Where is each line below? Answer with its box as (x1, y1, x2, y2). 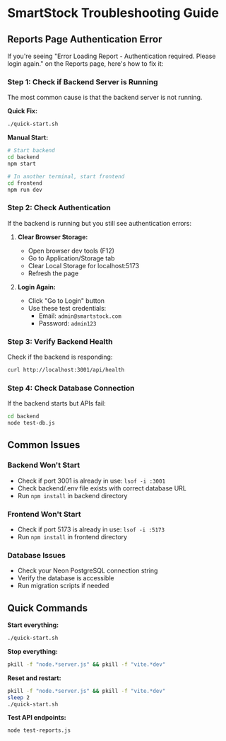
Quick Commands (7, 602, 88, 614)
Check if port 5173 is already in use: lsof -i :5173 (17, 525, 165, 534)
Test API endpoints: (7, 713, 66, 722)
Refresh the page (28, 269, 79, 277)
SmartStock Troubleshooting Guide (7, 5, 219, 21)
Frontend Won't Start (7, 509, 81, 519)
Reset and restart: (7, 674, 61, 682)
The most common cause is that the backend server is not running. (7, 93, 203, 102)
